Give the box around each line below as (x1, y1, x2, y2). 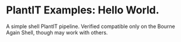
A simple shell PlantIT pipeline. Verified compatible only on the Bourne (6, 23, 175, 30)
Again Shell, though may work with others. (6, 29, 108, 36)
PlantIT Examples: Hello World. (6, 3, 159, 17)
